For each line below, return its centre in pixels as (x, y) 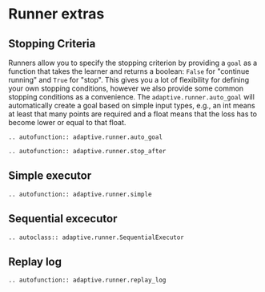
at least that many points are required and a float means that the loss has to (133, 114)
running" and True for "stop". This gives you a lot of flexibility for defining (129, 80)
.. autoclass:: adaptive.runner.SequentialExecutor (96, 237)
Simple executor (50, 176)
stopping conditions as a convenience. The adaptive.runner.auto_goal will (131, 97)
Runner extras (56, 14)
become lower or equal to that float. (67, 122)
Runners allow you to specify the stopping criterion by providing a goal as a (133, 63)
